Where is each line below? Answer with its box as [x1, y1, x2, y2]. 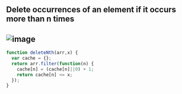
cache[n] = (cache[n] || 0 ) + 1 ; [17, 66, 94, 72]
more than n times [6, 14, 75, 24]
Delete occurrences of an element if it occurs [6, 5, 177, 15]
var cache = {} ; [11, 56, 52, 61]
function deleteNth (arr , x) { [6, 50, 78, 56]
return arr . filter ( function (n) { [11, 60, 94, 67]
